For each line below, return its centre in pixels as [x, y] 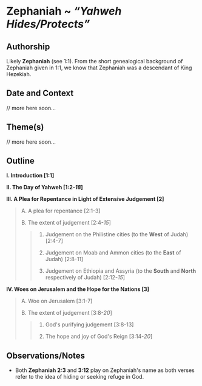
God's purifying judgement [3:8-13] [89, 325]
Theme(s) [25, 127]
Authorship [28, 47]
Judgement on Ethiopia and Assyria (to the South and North [121, 271]
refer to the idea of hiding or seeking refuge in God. [79, 377]
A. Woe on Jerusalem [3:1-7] [57, 301]
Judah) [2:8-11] [64, 259]
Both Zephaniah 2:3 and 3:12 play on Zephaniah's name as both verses [105, 370]
